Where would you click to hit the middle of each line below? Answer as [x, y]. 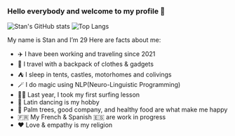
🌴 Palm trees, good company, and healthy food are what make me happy [122, 110]
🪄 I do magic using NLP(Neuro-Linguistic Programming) [99, 85]
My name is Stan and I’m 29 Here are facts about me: [84, 40]
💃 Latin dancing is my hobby [58, 102]
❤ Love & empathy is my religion [65, 125]
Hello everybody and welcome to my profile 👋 [86, 11]
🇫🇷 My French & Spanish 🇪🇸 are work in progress [92, 117]
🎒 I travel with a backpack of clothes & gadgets [86, 64]
